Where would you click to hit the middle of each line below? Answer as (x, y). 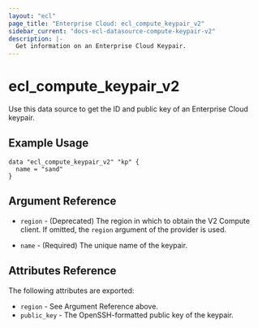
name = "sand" (39, 169)
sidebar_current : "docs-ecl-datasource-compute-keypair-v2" (112, 31)
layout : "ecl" (32, 16)
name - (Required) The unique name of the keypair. (104, 245)
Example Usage (49, 143)
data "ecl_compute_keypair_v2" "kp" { (74, 162)
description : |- (36, 39)
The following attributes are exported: (71, 291)
